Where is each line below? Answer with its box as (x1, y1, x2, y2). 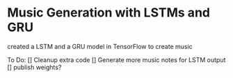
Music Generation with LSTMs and (7, 5, 211, 21)
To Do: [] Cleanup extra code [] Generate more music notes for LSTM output (7, 55, 226, 64)
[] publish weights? (7, 63, 62, 71)
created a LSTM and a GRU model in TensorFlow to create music (7, 42, 193, 50)
